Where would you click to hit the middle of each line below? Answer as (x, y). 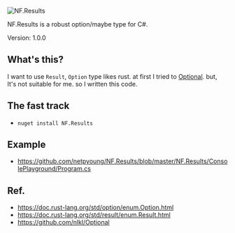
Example (27, 145)
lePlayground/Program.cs (54, 169)
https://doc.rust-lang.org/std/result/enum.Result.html (94, 215)
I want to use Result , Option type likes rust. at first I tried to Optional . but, (112, 76)
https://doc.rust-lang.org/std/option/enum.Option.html (95, 208)
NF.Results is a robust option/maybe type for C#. (78, 24)
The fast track (38, 106)
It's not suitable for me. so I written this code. (72, 84)
